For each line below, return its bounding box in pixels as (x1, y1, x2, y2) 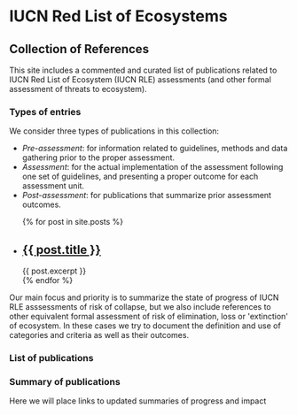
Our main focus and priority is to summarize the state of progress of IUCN (9, 292, 279, 303)
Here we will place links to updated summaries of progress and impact (9, 396, 267, 406)
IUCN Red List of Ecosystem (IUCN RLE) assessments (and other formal (9, 74, 272, 85)
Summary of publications (9, 375, 121, 388)
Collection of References (9, 42, 149, 57)
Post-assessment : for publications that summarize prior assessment (21, 190, 272, 201)
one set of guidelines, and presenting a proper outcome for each (21, 171, 259, 182)
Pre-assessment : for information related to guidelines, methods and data (21, 143, 288, 154)
